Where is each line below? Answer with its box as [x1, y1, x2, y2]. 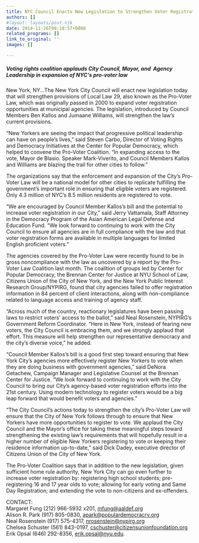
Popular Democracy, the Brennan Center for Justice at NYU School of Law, [6, 271, 188, 278]
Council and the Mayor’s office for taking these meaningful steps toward [6, 425, 182, 432]
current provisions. [6, 118, 52, 125]
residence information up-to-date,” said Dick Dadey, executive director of [6, 444, 185, 451]
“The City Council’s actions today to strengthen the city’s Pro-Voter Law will [6, 406, 191, 413]
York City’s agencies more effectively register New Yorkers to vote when [6, 357, 183, 364]
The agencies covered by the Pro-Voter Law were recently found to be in [6, 252, 184, 259]
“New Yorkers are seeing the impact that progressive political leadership [6, 129, 183, 136]
